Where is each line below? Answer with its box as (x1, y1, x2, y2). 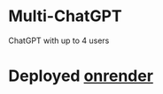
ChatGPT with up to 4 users (8, 35, 110, 46)
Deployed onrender (8, 66, 154, 86)
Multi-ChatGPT (8, 6, 122, 26)
